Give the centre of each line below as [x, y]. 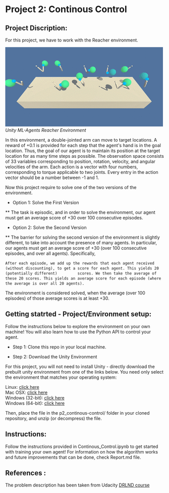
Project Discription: [36, 28]
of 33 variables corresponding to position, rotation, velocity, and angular [80, 161]
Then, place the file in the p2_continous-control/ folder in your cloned [77, 413]
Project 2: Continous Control [66, 9]
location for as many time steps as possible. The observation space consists [84, 156]
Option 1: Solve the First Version [46, 203]
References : [26, 473]
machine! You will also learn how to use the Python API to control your [78, 332]
